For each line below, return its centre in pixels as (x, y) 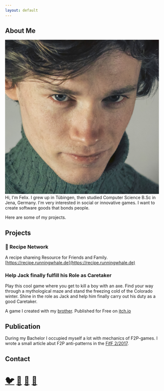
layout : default (21, 10)
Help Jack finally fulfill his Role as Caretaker (58, 276)
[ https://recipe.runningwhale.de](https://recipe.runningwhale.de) (70, 263)
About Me (20, 31)
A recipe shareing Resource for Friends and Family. (57, 257)
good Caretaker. (21, 301)
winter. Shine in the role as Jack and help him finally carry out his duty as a (80, 297)
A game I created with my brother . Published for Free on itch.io (68, 311)
